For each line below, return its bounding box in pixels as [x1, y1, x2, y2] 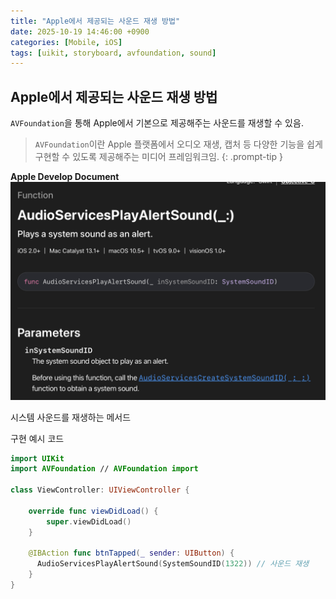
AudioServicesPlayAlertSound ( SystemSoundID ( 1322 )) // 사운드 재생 [36, 559, 310, 569]
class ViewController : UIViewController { [10, 485, 190, 495]
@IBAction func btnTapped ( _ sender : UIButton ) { [28, 548, 235, 559]
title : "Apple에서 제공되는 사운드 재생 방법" [10, 16, 181, 26]
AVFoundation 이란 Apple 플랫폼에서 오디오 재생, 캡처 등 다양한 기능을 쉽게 [34, 138, 323, 150]
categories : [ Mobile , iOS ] [10, 37, 123, 47]
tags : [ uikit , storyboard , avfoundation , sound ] [10, 48, 217, 58]
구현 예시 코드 [10, 432, 65, 444]
